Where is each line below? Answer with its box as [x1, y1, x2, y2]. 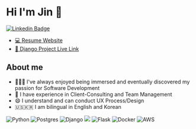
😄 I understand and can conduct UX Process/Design [14, 97, 144, 104]
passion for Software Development [14, 84, 100, 91]
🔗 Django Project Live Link [14, 45, 79, 52]
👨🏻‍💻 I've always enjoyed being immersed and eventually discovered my [14, 78, 190, 85]
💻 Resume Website [14, 37, 63, 44]
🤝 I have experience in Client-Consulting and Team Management [14, 91, 173, 98]
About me [6, 62, 43, 73]
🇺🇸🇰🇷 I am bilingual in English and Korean [14, 103, 121, 110]
